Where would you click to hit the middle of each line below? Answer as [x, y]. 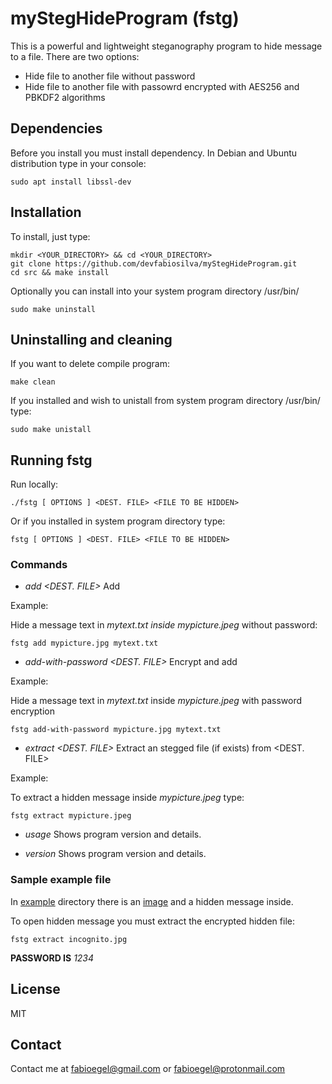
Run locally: [34, 484]
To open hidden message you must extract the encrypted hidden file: [152, 921]
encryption [32, 711]
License [35, 989]
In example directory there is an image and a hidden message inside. [152, 901]
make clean [33, 382]
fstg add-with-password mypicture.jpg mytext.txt [116, 730]
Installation [46, 212]
